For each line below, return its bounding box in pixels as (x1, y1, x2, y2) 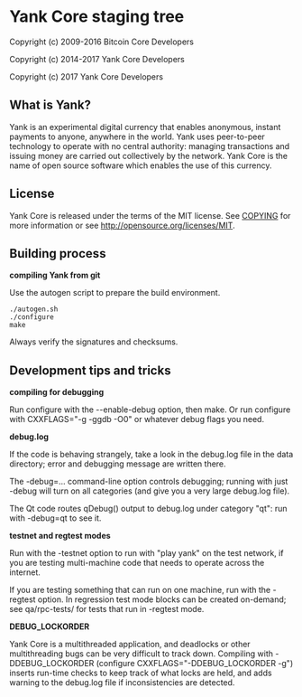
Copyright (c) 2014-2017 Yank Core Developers (9, 53, 185, 64)
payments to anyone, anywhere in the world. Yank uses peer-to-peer (9, 131, 266, 142)
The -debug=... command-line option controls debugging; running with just (9, 476, 288, 487)
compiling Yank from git (9, 269, 101, 281)
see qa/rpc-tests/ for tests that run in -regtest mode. (9, 604, 205, 615)
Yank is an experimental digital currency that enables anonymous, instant (9, 121, 281, 132)
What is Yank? (9, 98, 92, 113)
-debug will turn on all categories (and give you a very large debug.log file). (9, 485, 290, 496)
